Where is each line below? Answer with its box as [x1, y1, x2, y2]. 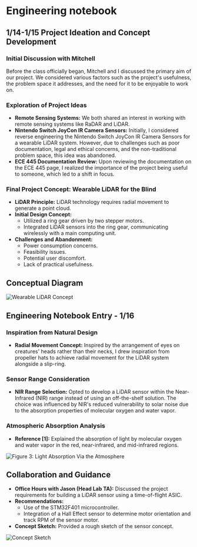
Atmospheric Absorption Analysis [6, 422, 106, 430]
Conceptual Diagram [6, 278, 84, 288]
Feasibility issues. [23, 249, 66, 256]
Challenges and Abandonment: [14, 236, 93, 243]
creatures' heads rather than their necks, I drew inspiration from [14, 348, 170, 355]
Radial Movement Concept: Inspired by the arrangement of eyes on [14, 341, 180, 348]
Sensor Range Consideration [6, 375, 90, 383]
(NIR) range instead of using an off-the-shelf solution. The [35, 395, 176, 402]
